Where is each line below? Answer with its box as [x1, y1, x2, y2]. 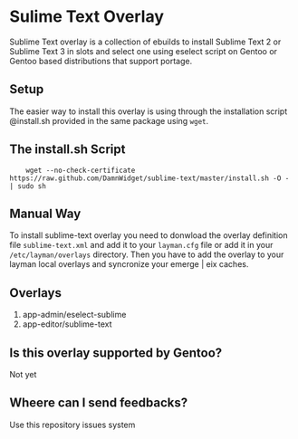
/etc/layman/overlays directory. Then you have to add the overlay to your [9, 249, 284, 260]
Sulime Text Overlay [9, 6, 165, 27]
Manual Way [9, 205, 82, 221]
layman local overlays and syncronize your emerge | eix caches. [9, 259, 249, 270]
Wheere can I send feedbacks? [9, 396, 188, 411]
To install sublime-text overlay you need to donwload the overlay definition [9, 230, 288, 241]
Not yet [9, 369, 37, 379]
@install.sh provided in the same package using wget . [9, 115, 209, 126]
